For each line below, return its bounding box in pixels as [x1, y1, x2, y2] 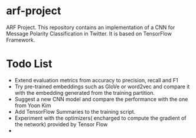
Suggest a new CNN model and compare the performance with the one [14, 95, 188, 102]
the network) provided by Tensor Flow [14, 120, 108, 128]
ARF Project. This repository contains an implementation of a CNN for [6, 24, 175, 31]
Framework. [6, 36, 35, 43]
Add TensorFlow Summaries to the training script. [14, 108, 136, 115]
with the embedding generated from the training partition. [14, 89, 155, 96]
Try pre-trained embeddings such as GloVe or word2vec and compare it [14, 83, 190, 90]
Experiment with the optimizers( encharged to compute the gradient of [14, 114, 187, 121]
